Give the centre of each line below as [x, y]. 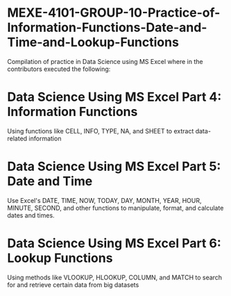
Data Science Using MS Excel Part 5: [114, 166]
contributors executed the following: [59, 69]
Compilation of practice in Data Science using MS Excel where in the [105, 61]
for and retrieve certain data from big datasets [73, 285]
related [17, 138]
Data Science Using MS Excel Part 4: [114, 97]
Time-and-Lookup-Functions [93, 42]
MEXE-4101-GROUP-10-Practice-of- [114, 13]
